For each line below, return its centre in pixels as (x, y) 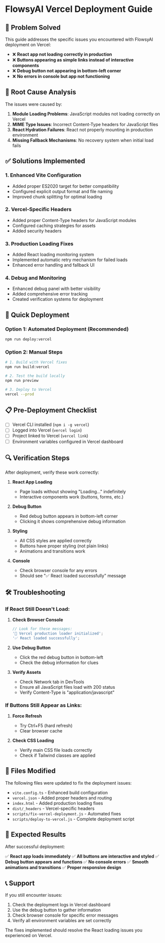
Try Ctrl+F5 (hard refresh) (46, 725)
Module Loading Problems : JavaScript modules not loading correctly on (86, 114)
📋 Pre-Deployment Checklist (51, 410)
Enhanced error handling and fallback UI (53, 265)
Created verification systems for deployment (58, 299)
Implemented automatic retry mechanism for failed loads (70, 260)
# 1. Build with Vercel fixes (36, 363)
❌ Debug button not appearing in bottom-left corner (67, 71)
